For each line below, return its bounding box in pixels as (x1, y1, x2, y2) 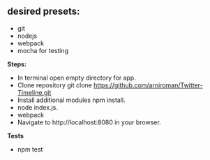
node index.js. (17, 103, 58, 111)
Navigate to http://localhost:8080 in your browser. (17, 118, 162, 126)
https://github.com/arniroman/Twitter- (93, 80, 204, 89)
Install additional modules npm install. (17, 96, 126, 104)
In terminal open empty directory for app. (17, 73, 136, 82)
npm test (17, 145, 43, 153)
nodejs (17, 31, 37, 40)
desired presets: (7, 6, 80, 17)
